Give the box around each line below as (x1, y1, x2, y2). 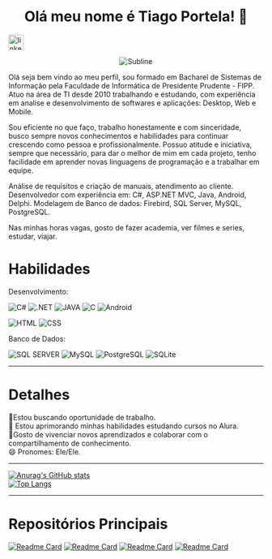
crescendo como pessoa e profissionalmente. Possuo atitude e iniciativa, (8, 140, 253, 149)
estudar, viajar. (8, 231, 58, 241)
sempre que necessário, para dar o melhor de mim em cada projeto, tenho (8, 148, 257, 157)
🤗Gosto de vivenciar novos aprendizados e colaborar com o (8, 429, 209, 439)
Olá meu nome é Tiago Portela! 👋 (23, 7, 249, 26)
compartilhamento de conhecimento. (8, 438, 132, 448)
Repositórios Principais (8, 515, 168, 533)
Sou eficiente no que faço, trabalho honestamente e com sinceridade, (8, 122, 241, 132)
